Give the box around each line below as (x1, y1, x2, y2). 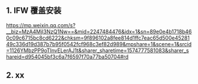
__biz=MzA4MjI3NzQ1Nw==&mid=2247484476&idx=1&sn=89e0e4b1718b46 (6, 28, 192, 35)
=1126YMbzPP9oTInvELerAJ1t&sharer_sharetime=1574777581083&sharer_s (6, 47, 189, 54)
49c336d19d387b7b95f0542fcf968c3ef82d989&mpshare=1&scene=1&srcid (6, 40, 192, 47)
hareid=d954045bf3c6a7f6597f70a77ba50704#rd (6, 53, 128, 60)
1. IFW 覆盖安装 (6, 5, 62, 16)
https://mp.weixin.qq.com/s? (6, 21, 75, 28)
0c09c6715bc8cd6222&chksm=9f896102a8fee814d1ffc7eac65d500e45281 (6, 34, 190, 41)
